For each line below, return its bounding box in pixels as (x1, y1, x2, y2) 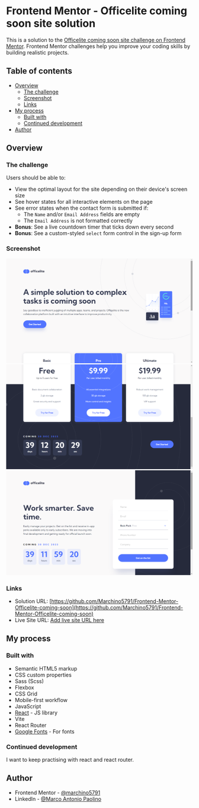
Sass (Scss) (14, 677, 44, 685)
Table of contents (6, 66, 72, 76)
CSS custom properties (14, 671, 72, 678)
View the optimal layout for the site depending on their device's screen (14, 185, 188, 193)
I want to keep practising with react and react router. (6, 756, 134, 764)
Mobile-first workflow (14, 696, 68, 703)
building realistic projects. (6, 49, 69, 56)
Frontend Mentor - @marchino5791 (14, 789, 101, 796)
